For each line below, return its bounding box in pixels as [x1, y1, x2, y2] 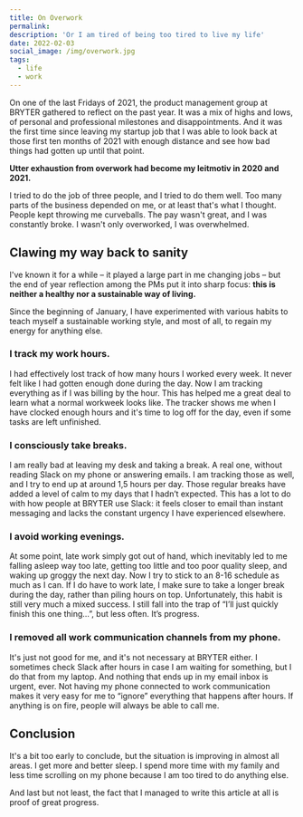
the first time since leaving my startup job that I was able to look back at [9, 126, 278, 137]
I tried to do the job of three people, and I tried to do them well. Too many [9, 189, 282, 200]
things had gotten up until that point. [9, 145, 145, 156]
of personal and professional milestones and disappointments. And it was [9, 116, 283, 127]
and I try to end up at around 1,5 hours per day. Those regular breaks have [9, 479, 287, 490]
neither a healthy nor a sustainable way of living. [9, 288, 196, 299]
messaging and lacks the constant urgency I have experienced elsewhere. [9, 508, 287, 519]
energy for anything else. [9, 325, 103, 336]
